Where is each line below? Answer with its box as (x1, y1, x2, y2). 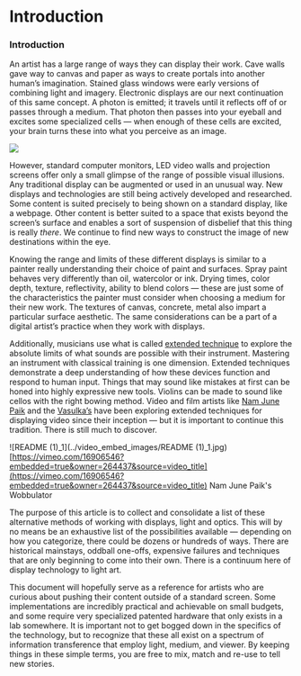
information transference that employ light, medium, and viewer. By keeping (9, 639, 290, 650)
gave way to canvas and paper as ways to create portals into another (9, 68, 265, 79)
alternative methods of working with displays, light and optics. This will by (9, 517, 283, 527)
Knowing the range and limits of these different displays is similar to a (9, 254, 267, 265)
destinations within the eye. (9, 237, 111, 248)
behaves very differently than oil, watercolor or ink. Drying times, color (9, 273, 270, 284)
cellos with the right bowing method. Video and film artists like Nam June (9, 396, 280, 407)
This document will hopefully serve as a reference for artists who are (9, 582, 264, 593)
